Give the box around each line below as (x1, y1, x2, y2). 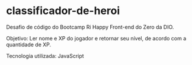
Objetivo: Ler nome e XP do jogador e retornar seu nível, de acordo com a (6, 35, 187, 42)
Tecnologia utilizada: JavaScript (6, 52, 84, 59)
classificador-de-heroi (6, 4, 120, 18)
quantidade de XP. (6, 41, 52, 48)
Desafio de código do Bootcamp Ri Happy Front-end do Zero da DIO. (6, 23, 174, 30)
